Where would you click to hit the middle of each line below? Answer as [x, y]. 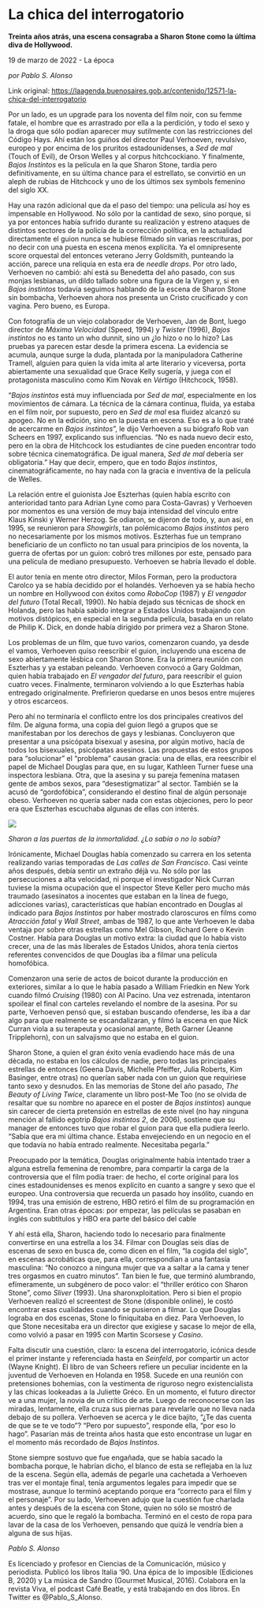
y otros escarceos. [39, 701]
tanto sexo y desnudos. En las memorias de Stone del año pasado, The [123, 1086]
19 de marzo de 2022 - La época [61, 60]
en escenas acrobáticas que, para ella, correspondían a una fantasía [119, 1259]
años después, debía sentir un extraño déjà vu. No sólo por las [110, 871]
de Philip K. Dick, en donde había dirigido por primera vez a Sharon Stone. [129, 627]
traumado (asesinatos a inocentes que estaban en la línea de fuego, [118, 896]
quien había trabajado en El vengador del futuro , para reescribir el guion [125, 676]
